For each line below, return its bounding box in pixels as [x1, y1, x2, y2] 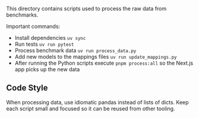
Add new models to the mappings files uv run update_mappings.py [14, 53, 177, 60]
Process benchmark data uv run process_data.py [14, 47, 137, 54]
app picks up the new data [14, 66, 80, 73]
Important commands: [6, 23, 61, 30]
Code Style [6, 83, 48, 93]
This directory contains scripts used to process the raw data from [6, 5, 167, 12]
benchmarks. [6, 11, 39, 18]
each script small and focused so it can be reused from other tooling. [6, 105, 175, 112]
